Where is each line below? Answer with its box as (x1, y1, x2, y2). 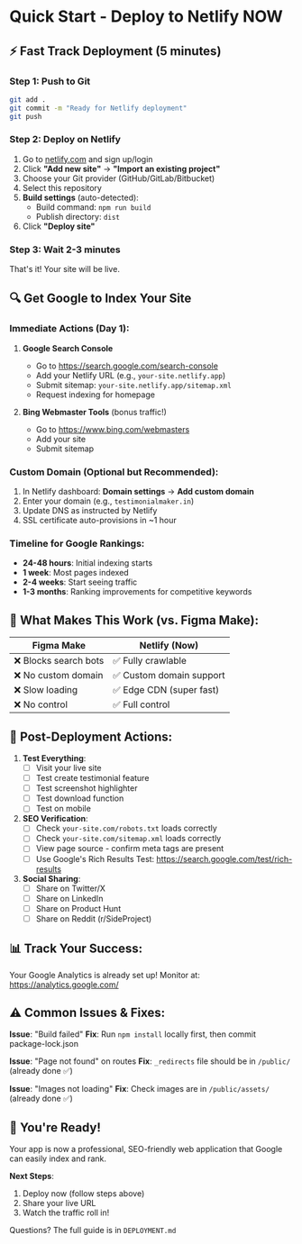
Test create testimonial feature (35, 773, 150, 784)
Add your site (35, 433, 87, 444)
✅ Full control (112, 698, 170, 711)
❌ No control (14, 698, 69, 711)
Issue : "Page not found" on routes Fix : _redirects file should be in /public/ (9, 1056, 291, 1067)
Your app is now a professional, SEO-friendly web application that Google (9, 1144, 283, 1155)
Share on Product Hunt (35, 903, 122, 913)
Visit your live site (35, 763, 102, 773)
